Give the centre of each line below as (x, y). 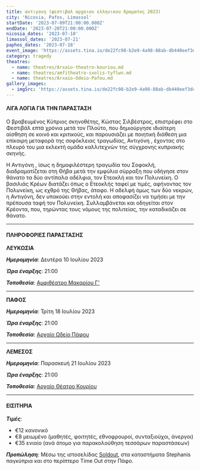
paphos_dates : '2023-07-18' (41, 45)
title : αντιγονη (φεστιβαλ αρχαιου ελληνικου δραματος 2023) (84, 12)
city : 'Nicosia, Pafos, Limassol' (49, 17)
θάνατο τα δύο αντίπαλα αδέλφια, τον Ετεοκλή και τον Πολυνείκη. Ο (92, 178)
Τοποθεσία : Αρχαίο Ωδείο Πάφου (48, 335)
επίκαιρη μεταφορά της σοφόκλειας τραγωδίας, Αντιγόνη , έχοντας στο (96, 141)
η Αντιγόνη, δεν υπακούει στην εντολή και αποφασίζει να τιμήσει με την (96, 197)
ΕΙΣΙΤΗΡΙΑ (19, 406)
